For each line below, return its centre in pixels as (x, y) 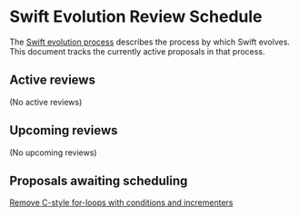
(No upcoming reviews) (53, 153)
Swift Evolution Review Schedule (136, 17)
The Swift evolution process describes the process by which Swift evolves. (150, 42)
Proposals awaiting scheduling (99, 180)
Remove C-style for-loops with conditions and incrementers (121, 202)
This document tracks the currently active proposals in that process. (137, 51)
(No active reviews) (46, 102)
